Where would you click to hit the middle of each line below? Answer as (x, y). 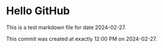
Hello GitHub (38, 11)
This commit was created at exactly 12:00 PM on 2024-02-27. (81, 39)
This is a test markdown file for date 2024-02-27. (66, 27)
